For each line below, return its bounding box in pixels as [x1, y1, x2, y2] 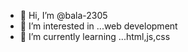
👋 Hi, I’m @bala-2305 [19, 10, 108, 21]
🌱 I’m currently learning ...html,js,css [19, 31, 171, 42]
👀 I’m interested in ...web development [19, 20, 178, 32]
